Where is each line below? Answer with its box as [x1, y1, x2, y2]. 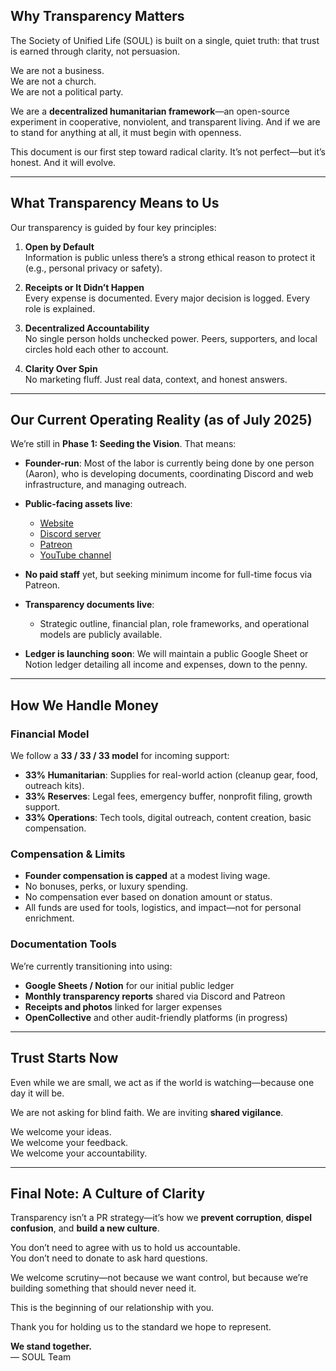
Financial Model [10, 727, 90, 741]
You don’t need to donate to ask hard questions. [10, 1252, 208, 1264]
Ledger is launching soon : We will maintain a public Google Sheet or [24, 648, 309, 660]
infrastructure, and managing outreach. [24, 479, 187, 491]
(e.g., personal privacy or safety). [24, 262, 163, 274]
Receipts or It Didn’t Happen [24, 281, 145, 293]
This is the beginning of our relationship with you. [10, 1302, 215, 1314]
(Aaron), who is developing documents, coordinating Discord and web [24, 468, 314, 480]
